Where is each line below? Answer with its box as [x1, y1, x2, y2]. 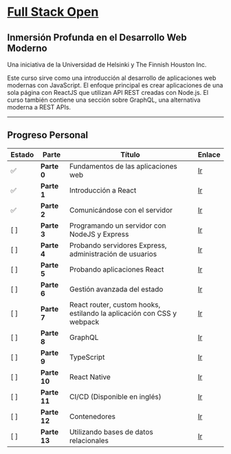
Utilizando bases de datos [69, 427, 153, 437]
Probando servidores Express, [69, 240, 167, 250]
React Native [69, 372, 111, 382]
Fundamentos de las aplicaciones [69, 161, 177, 171]
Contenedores [69, 411, 115, 421]
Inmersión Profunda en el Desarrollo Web [7, 32, 187, 43]
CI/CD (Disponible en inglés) [69, 391, 162, 401]
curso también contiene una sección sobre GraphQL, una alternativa [7, 96, 201, 104]
